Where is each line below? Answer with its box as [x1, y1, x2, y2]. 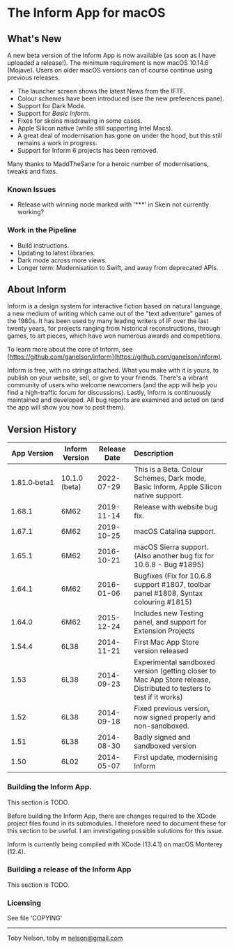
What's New [7, 33, 62, 45]
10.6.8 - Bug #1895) [134, 560, 205, 569]
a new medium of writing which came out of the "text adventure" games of [7, 309, 222, 318]
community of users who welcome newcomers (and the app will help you [7, 381, 217, 389]
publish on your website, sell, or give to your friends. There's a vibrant [7, 373, 208, 382]
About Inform [7, 283, 67, 295]
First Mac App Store [134, 637, 200, 647]
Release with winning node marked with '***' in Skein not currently [17, 200, 210, 209]
